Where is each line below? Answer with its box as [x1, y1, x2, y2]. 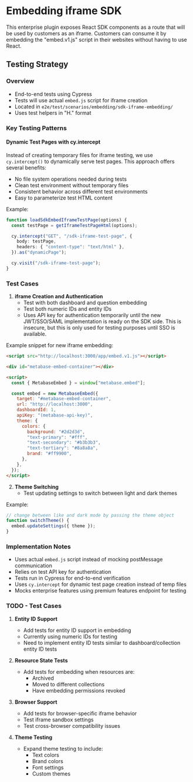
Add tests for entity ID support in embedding [23, 627, 131, 634]
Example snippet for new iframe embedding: [6, 342, 113, 349]
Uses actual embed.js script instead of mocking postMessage [14, 556, 163, 563]
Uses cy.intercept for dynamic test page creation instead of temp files [14, 581, 187, 588]
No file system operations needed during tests [14, 175, 127, 182]
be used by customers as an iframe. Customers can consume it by [6, 29, 167, 36]
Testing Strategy [6, 59, 69, 69]
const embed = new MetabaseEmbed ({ [11, 390, 99, 397]
